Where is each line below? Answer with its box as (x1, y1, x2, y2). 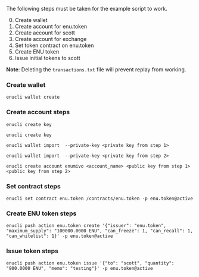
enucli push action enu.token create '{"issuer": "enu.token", (6, 223, 167, 229)
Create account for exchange (14, 36, 87, 42)
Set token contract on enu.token (14, 42, 94, 49)
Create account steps (6, 108, 70, 117)
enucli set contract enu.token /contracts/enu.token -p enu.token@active (6, 196, 194, 202)
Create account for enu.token (14, 23, 88, 30)
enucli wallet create (6, 95, 60, 100)
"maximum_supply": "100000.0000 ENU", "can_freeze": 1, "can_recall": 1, (6, 228, 194, 234)
